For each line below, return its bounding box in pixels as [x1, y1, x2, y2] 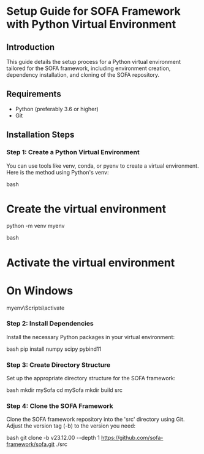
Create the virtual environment [6, 202, 167, 216]
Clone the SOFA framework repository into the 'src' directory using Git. [6, 416, 185, 423]
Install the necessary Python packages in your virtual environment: [6, 333, 175, 340]
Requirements [6, 89, 61, 100]
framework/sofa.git [6, 440, 55, 448]
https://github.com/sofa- [100, 434, 164, 442]
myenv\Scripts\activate [6, 304, 65, 311]
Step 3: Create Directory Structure [6, 361, 111, 369]
